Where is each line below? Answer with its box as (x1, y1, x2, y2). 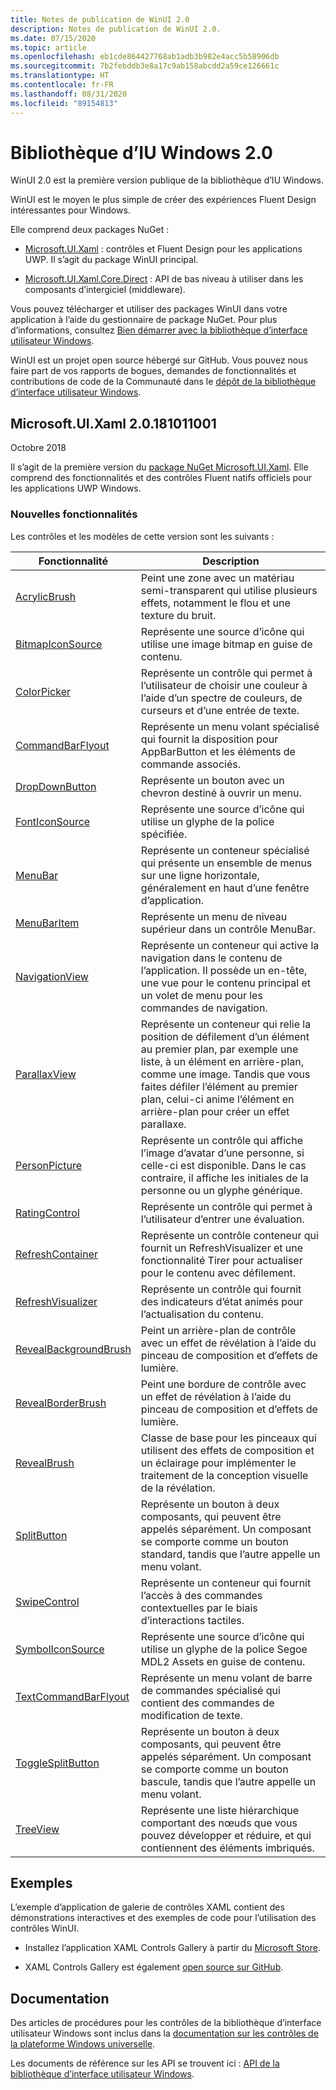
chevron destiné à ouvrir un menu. (140, 786, 302, 800)
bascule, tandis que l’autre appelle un (140, 1774, 317, 1788)
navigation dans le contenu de (140, 951, 283, 965)
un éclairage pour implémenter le (140, 1456, 297, 1470)
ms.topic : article (10, 42, 87, 53)
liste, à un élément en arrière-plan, (140, 1054, 304, 1068)
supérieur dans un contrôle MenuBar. (140, 922, 316, 936)
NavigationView (15, 969, 89, 983)
